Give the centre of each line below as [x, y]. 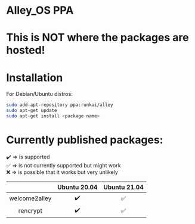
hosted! [26, 50]
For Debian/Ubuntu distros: [39, 94]
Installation [35, 77]
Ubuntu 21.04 [124, 187]
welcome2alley [30, 198]
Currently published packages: [85, 140]
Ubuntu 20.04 [78, 187]
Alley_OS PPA [40, 10]
